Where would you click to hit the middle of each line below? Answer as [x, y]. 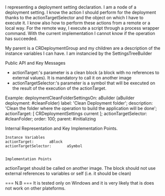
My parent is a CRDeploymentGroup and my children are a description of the [83, 48]
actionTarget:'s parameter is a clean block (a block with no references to [86, 73]
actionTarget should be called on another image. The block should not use [81, 168]
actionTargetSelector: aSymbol [44, 146]
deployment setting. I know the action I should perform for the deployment [81, 12]
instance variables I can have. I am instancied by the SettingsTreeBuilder [79, 53]
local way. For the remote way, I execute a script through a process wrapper [82, 28]
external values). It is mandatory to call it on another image [72, 78]
